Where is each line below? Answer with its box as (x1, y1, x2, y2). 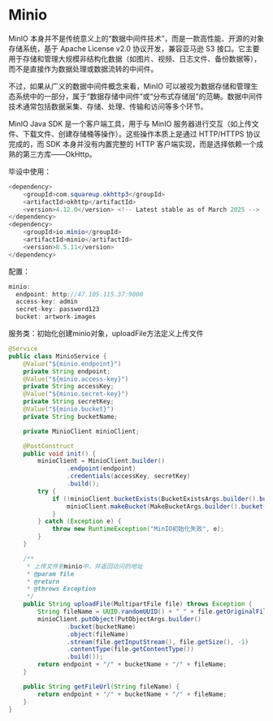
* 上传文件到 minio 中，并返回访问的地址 (26, 562, 144, 570)
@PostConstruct (23, 442, 75, 450)
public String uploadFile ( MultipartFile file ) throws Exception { (23, 600, 253, 608)
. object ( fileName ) (66, 630, 129, 638)
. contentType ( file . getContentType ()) (66, 645, 195, 654)
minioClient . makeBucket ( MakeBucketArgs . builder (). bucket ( (66, 502, 267, 511)
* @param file (26, 570, 75, 578)
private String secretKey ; (23, 398, 115, 406)
